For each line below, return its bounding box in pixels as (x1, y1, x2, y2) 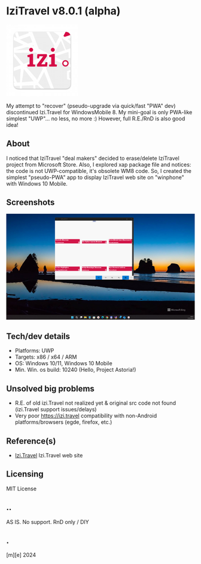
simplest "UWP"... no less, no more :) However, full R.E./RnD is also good (6, 115, 185, 122)
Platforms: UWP (14, 347, 54, 354)
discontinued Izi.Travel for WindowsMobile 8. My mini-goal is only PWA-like (6, 108, 193, 116)
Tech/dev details (6, 331, 71, 341)
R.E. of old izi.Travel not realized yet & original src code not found (14, 399, 176, 407)
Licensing (6, 469, 44, 480)
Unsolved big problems (6, 383, 95, 393)
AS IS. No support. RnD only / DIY (6, 518, 90, 525)
